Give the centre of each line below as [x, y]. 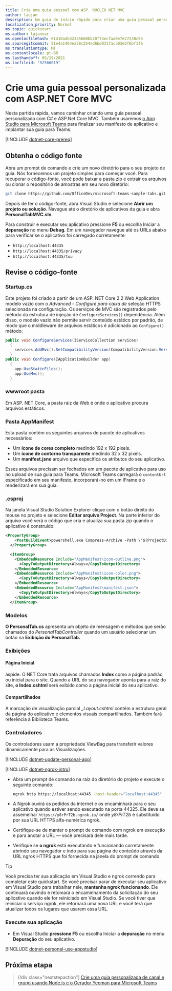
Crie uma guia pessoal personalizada [86, 88]
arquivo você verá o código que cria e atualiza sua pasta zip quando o [79, 521]
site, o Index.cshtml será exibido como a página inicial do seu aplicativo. [82, 685]
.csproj [14, 499]
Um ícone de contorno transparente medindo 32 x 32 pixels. [77, 454]
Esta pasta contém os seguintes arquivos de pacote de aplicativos [75, 433]
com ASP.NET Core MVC [59, 99]
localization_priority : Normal [39, 24]
